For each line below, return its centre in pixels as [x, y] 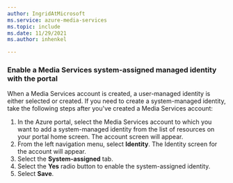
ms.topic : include [34, 26]
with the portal [32, 79]
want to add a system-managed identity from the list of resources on [116, 129]
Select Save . [35, 174]
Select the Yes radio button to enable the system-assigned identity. [114, 166]
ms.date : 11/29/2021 [37, 33]
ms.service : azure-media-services [57, 20]
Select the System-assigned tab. [65, 159]
